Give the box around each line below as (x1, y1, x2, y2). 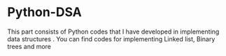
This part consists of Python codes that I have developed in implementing (7, 27, 220, 36)
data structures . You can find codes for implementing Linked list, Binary (7, 34, 216, 43)
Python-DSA (7, 4, 82, 20)
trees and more (7, 42, 51, 50)
